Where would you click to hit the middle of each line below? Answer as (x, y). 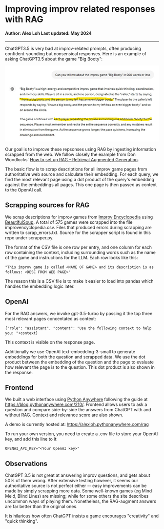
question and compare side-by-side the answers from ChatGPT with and (78, 410)
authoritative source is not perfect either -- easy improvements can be (76, 486)
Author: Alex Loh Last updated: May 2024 (48, 33)
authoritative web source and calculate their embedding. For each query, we (82, 174)
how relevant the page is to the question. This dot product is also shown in (80, 367)
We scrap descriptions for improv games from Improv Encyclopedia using (79, 217)
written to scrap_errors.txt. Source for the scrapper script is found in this (78, 233)
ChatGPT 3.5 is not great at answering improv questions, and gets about (78, 475)
